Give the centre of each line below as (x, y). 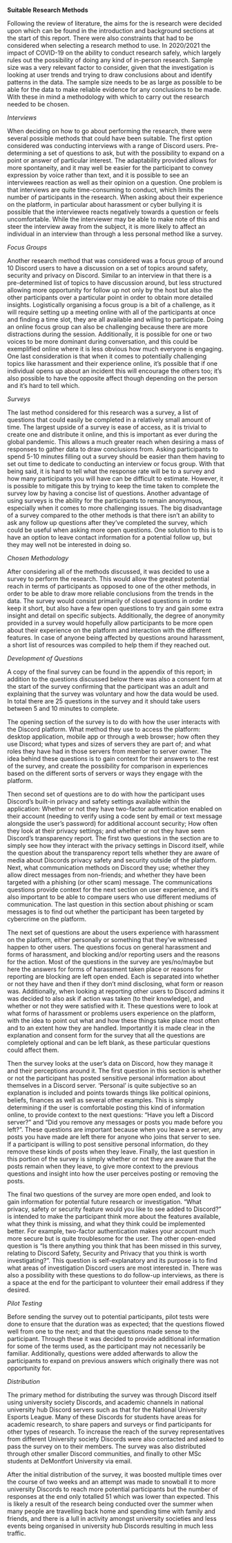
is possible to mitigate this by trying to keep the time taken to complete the (113, 486)
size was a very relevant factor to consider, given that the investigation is (111, 67)
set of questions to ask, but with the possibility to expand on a (136, 153)
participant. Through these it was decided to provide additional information (114, 1339)
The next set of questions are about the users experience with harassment (113, 932)
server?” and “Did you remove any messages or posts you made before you (115, 1122)
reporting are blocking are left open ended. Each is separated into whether (113, 977)
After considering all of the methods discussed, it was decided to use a (108, 571)
